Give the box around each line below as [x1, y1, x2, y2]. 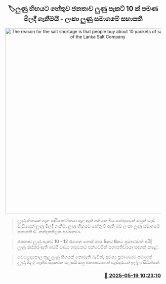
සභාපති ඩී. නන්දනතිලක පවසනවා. [17, 228, 82, 234]
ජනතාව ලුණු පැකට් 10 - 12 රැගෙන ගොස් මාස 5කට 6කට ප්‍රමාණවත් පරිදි [17, 238, 152, 244]
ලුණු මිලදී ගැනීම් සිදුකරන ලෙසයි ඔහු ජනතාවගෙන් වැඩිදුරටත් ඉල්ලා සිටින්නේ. [17, 259, 161, 265]
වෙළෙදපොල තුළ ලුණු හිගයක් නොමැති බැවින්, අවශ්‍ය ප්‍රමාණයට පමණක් [17, 254, 152, 260]
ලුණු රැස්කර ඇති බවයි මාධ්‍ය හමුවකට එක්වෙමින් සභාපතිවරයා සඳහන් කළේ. [17, 244, 159, 250]
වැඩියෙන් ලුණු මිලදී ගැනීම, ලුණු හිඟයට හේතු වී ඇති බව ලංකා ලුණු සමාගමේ [17, 223, 160, 229]
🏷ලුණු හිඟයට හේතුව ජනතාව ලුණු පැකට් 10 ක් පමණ [8, 4, 158, 13]
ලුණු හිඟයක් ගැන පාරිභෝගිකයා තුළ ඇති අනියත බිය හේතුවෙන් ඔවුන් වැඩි [17, 217, 155, 223]
